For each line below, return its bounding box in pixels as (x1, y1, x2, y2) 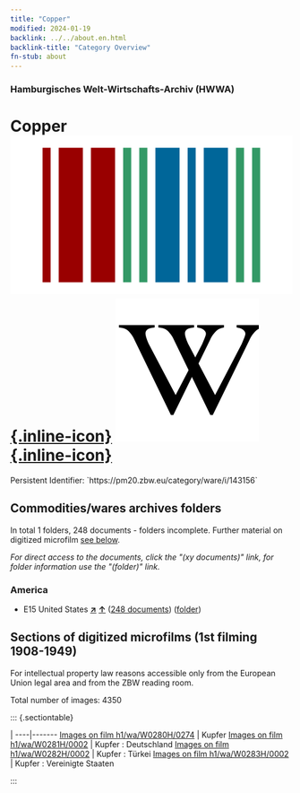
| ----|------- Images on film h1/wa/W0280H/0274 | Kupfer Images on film (10, 729, 283, 740)
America (10, 583, 48, 596)
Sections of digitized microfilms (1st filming (10, 630, 258, 645)
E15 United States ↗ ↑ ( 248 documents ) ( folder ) (22, 604, 201, 614)
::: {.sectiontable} (10, 711, 74, 722)
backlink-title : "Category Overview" (10, 43, 151, 52)
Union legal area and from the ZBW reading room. (10, 677, 194, 688)
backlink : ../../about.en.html (10, 33, 127, 42)
